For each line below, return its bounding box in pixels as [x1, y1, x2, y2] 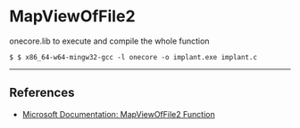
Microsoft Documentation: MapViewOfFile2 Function [21, 108, 216, 119]
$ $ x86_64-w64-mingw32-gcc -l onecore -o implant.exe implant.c [9, 52, 257, 61]
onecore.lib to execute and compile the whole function [9, 36, 210, 46]
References [9, 85, 75, 100]
